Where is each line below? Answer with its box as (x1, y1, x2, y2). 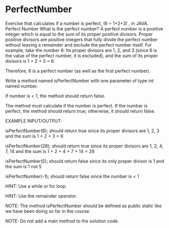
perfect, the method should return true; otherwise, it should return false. (5, 108, 156, 114)
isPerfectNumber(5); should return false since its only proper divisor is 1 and (5, 158, 164, 164)
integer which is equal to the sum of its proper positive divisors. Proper (5, 31, 153, 37)
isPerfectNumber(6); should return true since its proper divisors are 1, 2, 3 (5, 128, 159, 134)
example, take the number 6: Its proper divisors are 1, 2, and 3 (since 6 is (5, 47, 157, 53)
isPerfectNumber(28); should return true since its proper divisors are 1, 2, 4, (5, 143, 163, 149)
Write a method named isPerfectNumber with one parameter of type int (5, 78, 154, 84)
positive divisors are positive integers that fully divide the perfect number (5, 36, 158, 43)
